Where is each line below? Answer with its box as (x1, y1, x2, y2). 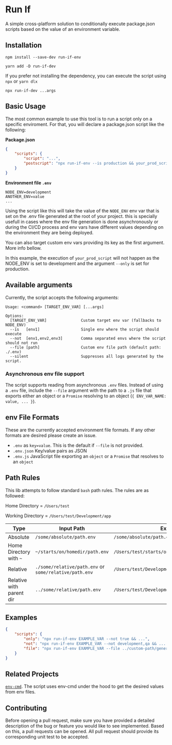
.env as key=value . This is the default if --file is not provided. (12, 442, 144, 448)
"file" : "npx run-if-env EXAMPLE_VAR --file (24, 646, 120, 651)
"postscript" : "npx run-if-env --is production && (24, 161, 134, 166)
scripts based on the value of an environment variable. (5, 26, 120, 32)
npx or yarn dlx (5, 78, 38, 84)
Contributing (5, 703, 47, 713)
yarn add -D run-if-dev (5, 63, 56, 69)
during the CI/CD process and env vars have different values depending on (5, 224, 164, 230)
